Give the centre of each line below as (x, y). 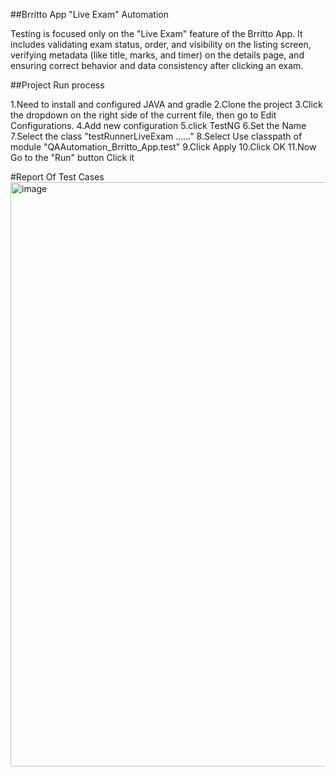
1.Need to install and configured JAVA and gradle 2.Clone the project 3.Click (166, 104)
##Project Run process (57, 85)
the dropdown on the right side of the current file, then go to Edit (143, 115)
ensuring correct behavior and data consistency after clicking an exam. (157, 65)
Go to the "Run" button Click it (72, 157)
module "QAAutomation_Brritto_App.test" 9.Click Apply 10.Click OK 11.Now (163, 147)
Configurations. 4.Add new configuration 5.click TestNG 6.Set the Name (158, 125)
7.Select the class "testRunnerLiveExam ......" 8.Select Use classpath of (156, 136)
